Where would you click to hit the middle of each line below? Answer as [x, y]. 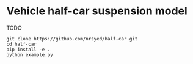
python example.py [30, 55]
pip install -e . [28, 50]
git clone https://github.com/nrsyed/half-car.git [72, 39]
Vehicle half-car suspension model [97, 11]
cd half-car [21, 44]
